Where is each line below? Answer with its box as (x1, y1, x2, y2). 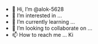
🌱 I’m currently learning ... (11, 18, 75, 25)
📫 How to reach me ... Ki (11, 32, 74, 38)
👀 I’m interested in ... (11, 12, 62, 19)
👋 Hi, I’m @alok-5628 (11, 6, 64, 12)
